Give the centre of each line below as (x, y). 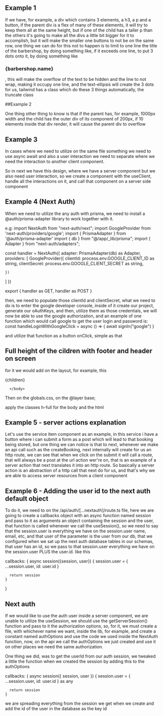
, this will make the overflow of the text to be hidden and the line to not (76, 79)
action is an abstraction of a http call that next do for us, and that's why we (80, 470)
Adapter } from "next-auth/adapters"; (43, 244)
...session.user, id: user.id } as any (39, 681)
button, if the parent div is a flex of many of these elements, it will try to (76, 25)
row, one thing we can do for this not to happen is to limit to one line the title (81, 45)
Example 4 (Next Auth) (40, 202)
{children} (15, 380)
